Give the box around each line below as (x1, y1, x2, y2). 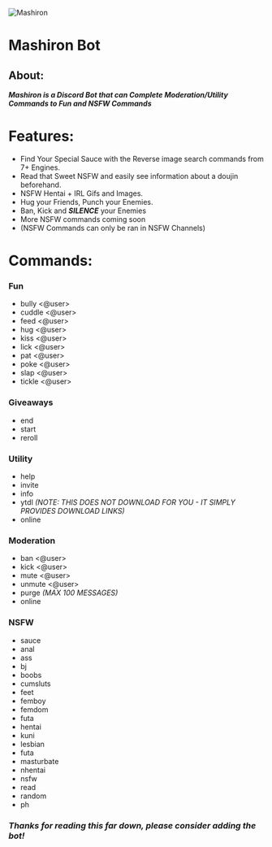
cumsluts (19, 679, 51, 688)
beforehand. (19, 180, 62, 189)
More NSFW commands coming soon (19, 214, 146, 224)
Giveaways (8, 397, 54, 408)
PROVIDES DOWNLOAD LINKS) (19, 506, 125, 516)
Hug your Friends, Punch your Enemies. (19, 197, 153, 206)
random (19, 791, 47, 801)
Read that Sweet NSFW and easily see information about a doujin (19, 171, 239, 180)
